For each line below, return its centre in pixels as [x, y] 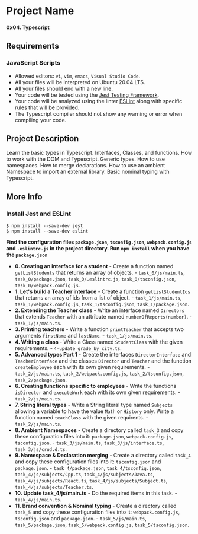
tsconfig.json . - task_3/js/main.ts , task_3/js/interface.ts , [89, 443]
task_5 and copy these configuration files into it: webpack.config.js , [97, 512]
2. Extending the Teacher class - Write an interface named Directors [100, 310]
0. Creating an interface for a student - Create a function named [94, 266]
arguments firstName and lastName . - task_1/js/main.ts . [84, 336]
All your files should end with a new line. [64, 88]
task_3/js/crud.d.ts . [40, 449]
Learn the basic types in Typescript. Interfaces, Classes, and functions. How [99, 153]
